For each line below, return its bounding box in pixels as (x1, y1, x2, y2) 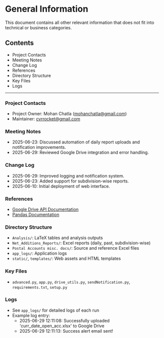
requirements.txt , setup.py (12, 284, 67, 290)
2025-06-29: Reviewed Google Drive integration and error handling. (12, 150, 149, 156)
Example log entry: (12, 312, 50, 318)
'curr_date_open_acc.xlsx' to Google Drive (19, 323, 105, 329)
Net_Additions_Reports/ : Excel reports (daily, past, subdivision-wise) (12, 240, 151, 246)
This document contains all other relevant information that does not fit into (5, 20, 155, 25)
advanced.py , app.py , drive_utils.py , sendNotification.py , (12, 279, 130, 285)
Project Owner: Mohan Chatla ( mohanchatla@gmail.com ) (12, 111, 127, 117)
